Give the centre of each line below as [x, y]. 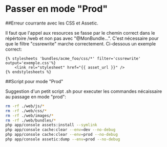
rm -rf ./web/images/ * [29, 115]
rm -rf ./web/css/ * [26, 111]
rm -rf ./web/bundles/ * [31, 120]
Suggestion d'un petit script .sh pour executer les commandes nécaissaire [84, 91]
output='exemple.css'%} [31, 63]
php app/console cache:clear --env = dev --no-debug [60, 130]
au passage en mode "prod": [36, 96]
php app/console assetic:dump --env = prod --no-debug [63, 139]
